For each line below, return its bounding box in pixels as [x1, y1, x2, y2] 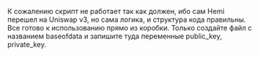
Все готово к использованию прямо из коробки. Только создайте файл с [7, 23, 252, 32]
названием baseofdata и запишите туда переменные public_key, [7, 31, 222, 41]
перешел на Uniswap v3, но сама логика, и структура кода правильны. [7, 15, 247, 24]
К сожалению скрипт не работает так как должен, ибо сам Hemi [7, 7, 225, 16]
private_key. [7, 40, 47, 49]
